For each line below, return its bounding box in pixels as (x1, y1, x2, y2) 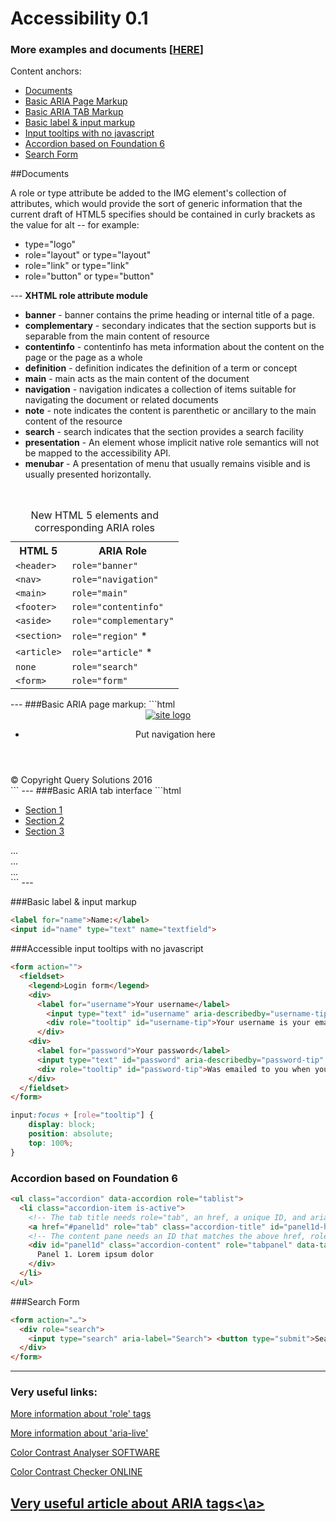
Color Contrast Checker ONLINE (10, 1466, 143, 1478)
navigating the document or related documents (24, 394, 219, 406)
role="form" (71, 675, 128, 687)
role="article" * (71, 645, 153, 659)
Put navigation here (135, 728, 216, 741)
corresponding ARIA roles (34, 521, 155, 535)
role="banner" (71, 560, 139, 572)
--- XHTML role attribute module (10, 290, 149, 302)
